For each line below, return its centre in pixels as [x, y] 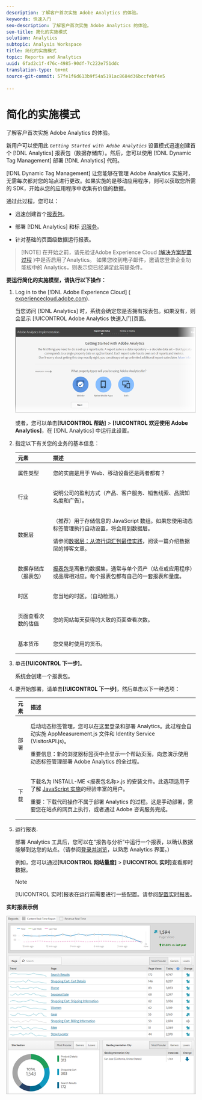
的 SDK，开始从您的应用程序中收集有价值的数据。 [68, 188]
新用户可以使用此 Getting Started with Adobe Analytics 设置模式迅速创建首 [101, 146]
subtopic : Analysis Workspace [44, 45]
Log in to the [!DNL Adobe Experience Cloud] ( [73, 292]
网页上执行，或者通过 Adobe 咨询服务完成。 [117, 809]
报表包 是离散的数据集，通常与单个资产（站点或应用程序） [123, 568]
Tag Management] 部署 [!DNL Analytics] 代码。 [65, 161]
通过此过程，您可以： [32, 201]
